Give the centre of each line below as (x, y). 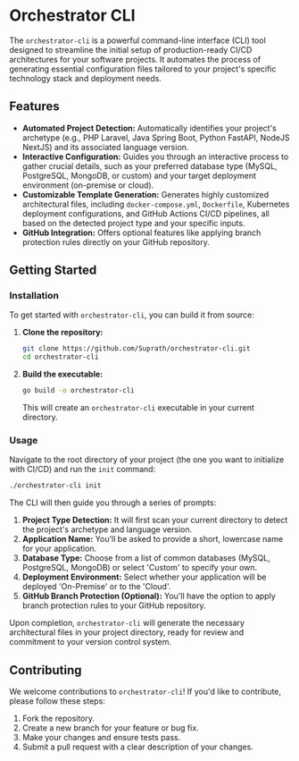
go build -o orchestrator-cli (79, 391)
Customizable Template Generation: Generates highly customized (145, 194)
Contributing (46, 670)
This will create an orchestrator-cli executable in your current (138, 408)
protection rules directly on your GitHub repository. (116, 241)
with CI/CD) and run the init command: (83, 469)
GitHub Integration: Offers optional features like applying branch (141, 233)
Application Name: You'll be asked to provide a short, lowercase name (153, 539)
